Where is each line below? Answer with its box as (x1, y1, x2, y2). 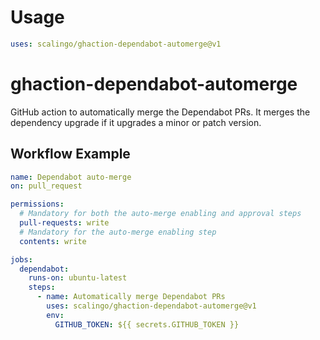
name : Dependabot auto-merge (10, 172, 132, 182)
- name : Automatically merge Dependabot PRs (36, 292, 226, 302)
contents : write (19, 236, 87, 246)
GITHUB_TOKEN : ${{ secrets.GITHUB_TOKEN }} (54, 319, 240, 330)
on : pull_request (10, 181, 83, 191)
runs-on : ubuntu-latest (28, 273, 128, 283)
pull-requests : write (19, 218, 110, 228)
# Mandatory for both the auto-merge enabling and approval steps (19, 209, 302, 219)
